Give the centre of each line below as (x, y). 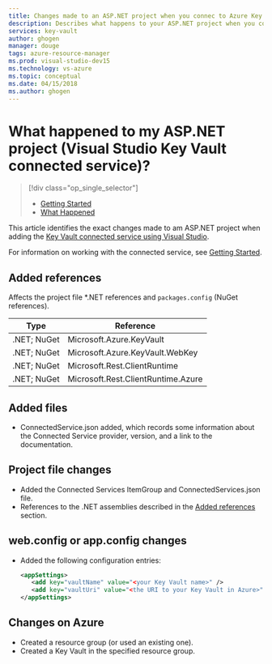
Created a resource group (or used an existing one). (107, 642)
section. (34, 515)
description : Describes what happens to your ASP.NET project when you (132, 23)
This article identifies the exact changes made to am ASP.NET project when (134, 228)
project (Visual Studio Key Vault (117, 149)
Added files (38, 408)
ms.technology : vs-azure (50, 69)
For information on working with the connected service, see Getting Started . (135, 253)
